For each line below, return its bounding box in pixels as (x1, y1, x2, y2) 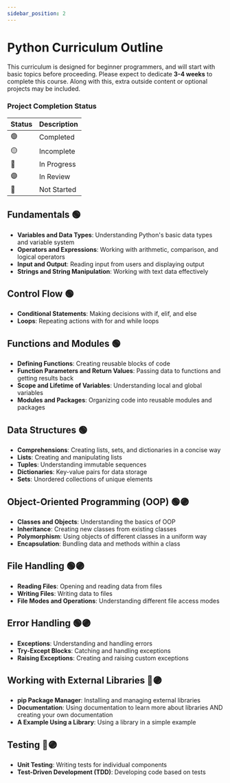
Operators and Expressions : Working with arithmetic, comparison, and (16, 245, 218, 253)
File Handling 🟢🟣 (7, 560, 85, 572)
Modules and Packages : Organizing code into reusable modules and (16, 396, 212, 405)
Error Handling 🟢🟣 (7, 617, 91, 630)
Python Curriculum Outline (7, 39, 163, 55)
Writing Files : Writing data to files (16, 589, 113, 597)
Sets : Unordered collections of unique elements (16, 475, 153, 484)
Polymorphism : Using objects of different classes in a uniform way (16, 532, 207, 540)
